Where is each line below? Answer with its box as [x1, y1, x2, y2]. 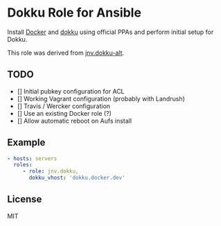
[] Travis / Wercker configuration [17, 102, 111, 110]
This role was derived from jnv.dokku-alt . [7, 49, 125, 57]
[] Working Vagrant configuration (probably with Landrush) [17, 94, 186, 103]
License [7, 193, 42, 205]
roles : [13, 162, 33, 168]
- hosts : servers [7, 155, 58, 162]
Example [7, 137, 46, 148]
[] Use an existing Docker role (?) [17, 109, 112, 117]
